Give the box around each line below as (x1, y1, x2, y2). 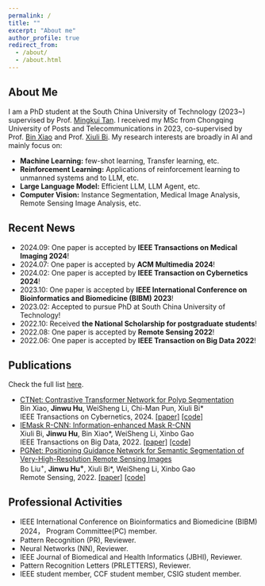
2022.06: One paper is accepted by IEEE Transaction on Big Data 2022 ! (19, 335, 256, 345)
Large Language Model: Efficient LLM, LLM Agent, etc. (19, 181, 201, 191)
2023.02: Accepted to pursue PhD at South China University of (19, 302, 226, 311)
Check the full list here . (8, 380, 84, 389)
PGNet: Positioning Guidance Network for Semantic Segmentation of (19, 446, 244, 455)
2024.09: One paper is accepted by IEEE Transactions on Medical (19, 242, 238, 252)
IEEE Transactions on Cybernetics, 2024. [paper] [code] (19, 412, 204, 422)
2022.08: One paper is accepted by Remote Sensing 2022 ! (19, 327, 215, 337)
